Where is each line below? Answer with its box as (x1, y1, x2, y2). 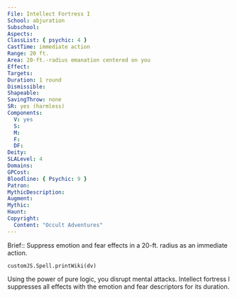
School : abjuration (7, 17, 65, 24)
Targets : (7, 70, 33, 77)
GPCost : (7, 168, 31, 176)
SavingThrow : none (7, 96, 62, 104)
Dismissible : (7, 83, 46, 90)
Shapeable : (7, 89, 40, 96)
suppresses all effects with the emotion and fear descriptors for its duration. (7, 282, 230, 291)
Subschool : (7, 23, 40, 31)
